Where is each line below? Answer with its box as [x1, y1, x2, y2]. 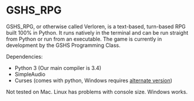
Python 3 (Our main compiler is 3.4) [14, 64, 102, 71]
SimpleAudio [14, 70, 46, 78]
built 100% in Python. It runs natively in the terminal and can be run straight [6, 29, 189, 36]
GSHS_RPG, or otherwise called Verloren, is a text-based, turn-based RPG [6, 23, 186, 30]
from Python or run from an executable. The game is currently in [6, 35, 162, 42]
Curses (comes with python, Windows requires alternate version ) [14, 77, 172, 84]
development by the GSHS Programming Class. [6, 42, 121, 49]
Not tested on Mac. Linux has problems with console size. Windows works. [6, 88, 188, 95]
